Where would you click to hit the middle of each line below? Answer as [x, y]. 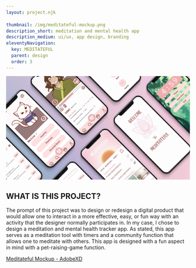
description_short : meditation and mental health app [73, 31]
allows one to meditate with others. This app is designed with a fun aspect [95, 241]
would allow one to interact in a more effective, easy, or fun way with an [92, 216]
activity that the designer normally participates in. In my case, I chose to [93, 222]
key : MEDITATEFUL [32, 50]
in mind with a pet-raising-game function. [56, 247]
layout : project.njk [31, 12]
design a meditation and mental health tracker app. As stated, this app [90, 229]
